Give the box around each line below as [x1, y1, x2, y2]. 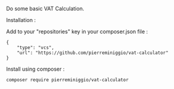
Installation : [6, 17, 36, 23]
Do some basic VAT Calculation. [6, 5, 84, 12]
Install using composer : [6, 65, 65, 72]
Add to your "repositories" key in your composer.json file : [6, 28, 148, 35]
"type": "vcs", [17, 44, 55, 50]
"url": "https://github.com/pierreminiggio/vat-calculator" [17, 50, 169, 56]
